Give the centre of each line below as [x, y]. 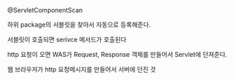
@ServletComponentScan [45, 10]
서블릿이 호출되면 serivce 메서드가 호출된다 [67, 39]
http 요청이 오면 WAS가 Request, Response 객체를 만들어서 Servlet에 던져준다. [117, 54]
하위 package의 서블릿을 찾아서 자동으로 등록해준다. [79, 25]
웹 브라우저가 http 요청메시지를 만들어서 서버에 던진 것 [82, 69]
